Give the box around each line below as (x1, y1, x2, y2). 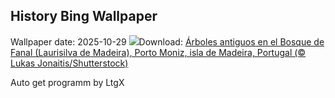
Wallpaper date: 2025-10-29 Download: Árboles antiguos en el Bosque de (10, 35, 325, 48)
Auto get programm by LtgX (10, 76, 125, 88)
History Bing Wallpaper (10, 8, 158, 25)
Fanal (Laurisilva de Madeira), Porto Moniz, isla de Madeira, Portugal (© (10, 46, 307, 58)
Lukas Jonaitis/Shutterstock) (10, 57, 129, 69)
